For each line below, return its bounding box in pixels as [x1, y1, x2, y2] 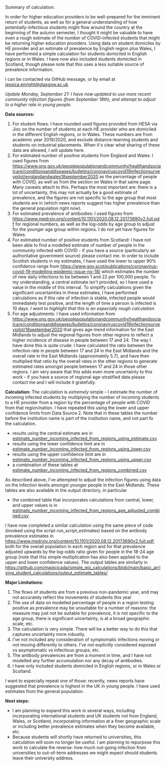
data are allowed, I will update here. [12, 147, 85, 153]
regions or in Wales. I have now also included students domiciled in [5, 56, 142, 62]
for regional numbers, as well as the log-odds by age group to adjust [15, 221, 155, 227]
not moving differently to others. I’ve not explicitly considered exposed [12, 642, 157, 647]
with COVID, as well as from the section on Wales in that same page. [12, 179, 152, 185]
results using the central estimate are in [12, 430, 93, 436]
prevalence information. [5, 67, 54, 72]
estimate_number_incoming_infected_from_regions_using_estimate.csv [12, 435, 157, 441]
